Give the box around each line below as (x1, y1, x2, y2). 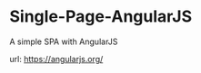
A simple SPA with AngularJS (9, 36, 118, 47)
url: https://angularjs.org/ (9, 53, 104, 64)
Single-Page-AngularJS (9, 6, 193, 27)
